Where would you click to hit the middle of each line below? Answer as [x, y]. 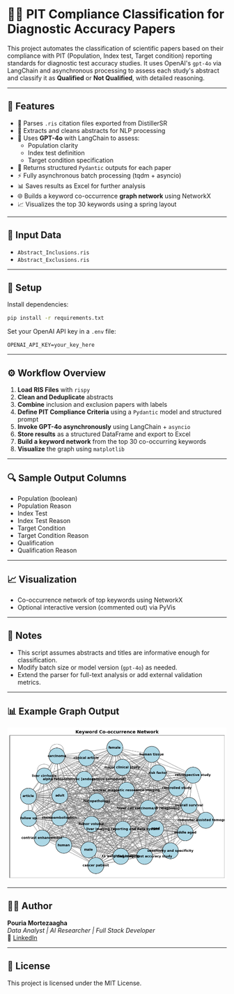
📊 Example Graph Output [63, 711]
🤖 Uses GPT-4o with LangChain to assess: [78, 138]
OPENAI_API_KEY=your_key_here [51, 345]
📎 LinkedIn [22, 938]
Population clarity [53, 145]
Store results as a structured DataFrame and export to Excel [104, 434]
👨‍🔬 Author [30, 906]
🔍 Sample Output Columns [67, 478]
